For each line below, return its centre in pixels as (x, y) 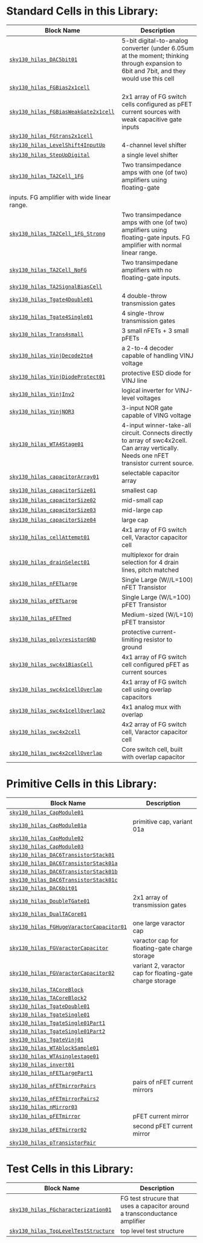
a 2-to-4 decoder (148, 348)
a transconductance (149, 1213)
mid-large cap (142, 510)
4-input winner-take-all (156, 425)
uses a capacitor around (155, 1205)
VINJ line (134, 380)
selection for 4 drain (150, 562)
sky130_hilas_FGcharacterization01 (60, 1209)
